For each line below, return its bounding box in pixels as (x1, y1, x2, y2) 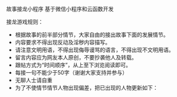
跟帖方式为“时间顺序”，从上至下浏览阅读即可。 (14, 61, 132, 69)
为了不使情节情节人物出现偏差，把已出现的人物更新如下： (14, 84, 158, 91)
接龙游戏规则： (6, 18, 43, 25)
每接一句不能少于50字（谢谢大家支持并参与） (14, 69, 128, 76)
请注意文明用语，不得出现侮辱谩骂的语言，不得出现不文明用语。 (14, 46, 174, 53)
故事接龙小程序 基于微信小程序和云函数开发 (6, 5, 114, 12)
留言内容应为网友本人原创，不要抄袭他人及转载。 (14, 54, 137, 61)
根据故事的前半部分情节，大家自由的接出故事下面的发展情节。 (14, 31, 169, 38)
